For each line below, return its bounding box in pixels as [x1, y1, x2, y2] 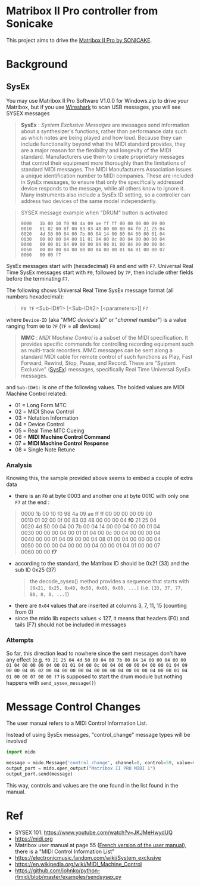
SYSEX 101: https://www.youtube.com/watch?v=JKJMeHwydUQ [14, 829, 173, 836]
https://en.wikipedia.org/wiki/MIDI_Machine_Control [14, 860, 142, 867]
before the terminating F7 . [6, 275, 70, 282]
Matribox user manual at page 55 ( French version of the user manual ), [14, 841, 187, 848]
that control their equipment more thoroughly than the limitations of [20, 159, 186, 167]
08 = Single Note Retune [14, 446, 76, 453]
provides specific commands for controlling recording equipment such [20, 340, 194, 347]
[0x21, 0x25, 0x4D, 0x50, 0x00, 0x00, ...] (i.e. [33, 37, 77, [29, 584, 183, 592]
